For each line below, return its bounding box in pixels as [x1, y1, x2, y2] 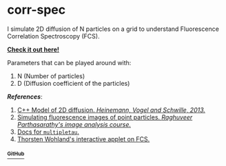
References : [7, 92, 43, 101]
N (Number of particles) [17, 71, 85, 80]
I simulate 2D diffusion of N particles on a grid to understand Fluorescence [7, 25, 219, 33]
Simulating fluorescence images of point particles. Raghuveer [17, 112, 193, 121]
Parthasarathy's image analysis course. [17, 120, 132, 128]
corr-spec [7, 2, 66, 18]
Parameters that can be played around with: [7, 58, 132, 67]
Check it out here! [7, 45, 60, 54]
